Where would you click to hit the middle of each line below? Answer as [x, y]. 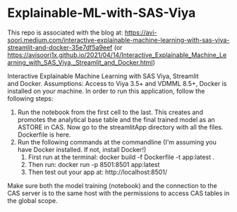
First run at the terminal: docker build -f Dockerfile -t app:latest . [121, 157]
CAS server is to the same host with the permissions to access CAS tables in [119, 193]
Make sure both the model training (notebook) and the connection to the [112, 185]
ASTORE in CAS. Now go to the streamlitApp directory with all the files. [120, 127]
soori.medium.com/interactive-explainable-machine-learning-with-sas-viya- [119, 39]
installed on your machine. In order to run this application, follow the [106, 91]
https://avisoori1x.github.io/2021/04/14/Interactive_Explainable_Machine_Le [117, 55]
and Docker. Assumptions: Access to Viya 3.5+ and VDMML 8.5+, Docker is [117, 83]
